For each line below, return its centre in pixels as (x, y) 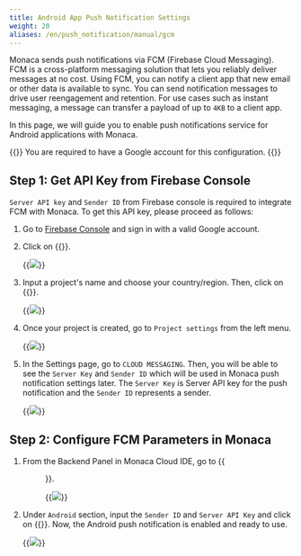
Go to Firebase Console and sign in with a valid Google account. (141, 229)
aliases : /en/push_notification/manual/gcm (92, 34)
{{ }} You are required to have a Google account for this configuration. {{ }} (145, 152)
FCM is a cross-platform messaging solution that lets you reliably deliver (143, 69)
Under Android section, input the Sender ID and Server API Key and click (156, 515)
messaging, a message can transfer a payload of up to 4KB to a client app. (146, 108)
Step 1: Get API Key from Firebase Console (130, 180)
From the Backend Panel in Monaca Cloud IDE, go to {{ (124, 461)
